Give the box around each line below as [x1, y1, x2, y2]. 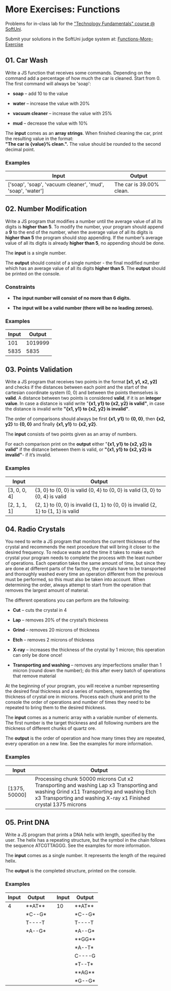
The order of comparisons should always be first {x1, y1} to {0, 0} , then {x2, [5, 416, 165, 422]
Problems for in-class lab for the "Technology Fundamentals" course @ [5, 20, 155, 27]
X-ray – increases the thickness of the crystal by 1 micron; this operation [12, 647, 165, 653]
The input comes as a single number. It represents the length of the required [5, 852, 166, 859]
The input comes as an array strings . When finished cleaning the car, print [5, 130, 163, 136]
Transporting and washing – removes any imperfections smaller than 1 [12, 662, 162, 668]
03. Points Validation [5, 365, 73, 374]
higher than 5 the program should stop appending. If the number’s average [5, 234, 163, 241]
